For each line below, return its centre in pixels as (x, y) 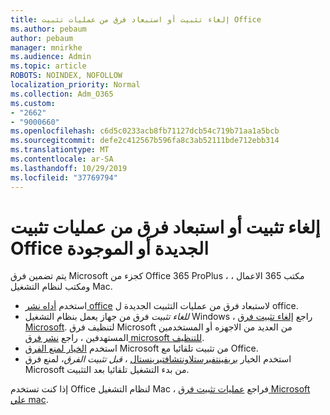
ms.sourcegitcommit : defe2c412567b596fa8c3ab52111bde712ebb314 (145, 141)
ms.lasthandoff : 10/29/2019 (69, 168)
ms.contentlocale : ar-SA (62, 159)
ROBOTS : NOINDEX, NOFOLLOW (66, 76)
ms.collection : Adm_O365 (62, 94)
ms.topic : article (48, 66)
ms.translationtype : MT (60, 150)
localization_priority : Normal (75, 85)
